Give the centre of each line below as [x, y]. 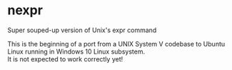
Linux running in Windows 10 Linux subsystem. [76, 51]
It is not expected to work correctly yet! [65, 59]
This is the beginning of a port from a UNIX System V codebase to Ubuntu [116, 44]
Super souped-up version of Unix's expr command [82, 30]
